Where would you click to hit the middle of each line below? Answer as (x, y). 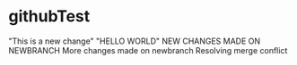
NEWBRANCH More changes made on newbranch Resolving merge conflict (148, 50)
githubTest (49, 16)
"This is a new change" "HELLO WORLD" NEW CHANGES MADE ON (135, 41)
